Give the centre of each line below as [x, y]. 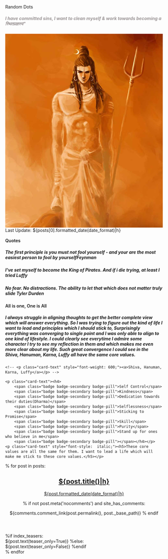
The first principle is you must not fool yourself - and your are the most [80, 252]
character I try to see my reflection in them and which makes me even [79, 344]
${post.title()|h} [84, 482]
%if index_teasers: [24, 535]
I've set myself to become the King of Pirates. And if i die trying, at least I [82, 270]
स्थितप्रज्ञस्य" [15, 23]
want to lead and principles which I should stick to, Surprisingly [73, 328]
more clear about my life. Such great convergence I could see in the [77, 349]
